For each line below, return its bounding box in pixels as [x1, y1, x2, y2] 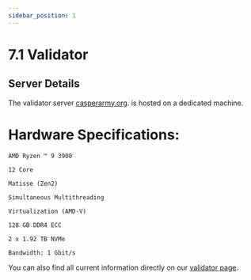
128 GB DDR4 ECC [8, 221, 62, 229]
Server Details [8, 77, 81, 91]
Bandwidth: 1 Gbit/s [8, 248, 77, 257]
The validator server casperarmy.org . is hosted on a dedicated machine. [8, 98, 244, 108]
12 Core [8, 165, 34, 174]
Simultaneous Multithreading [8, 193, 105, 202]
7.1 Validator [8, 45, 89, 63]
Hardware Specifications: [8, 126, 180, 143]
